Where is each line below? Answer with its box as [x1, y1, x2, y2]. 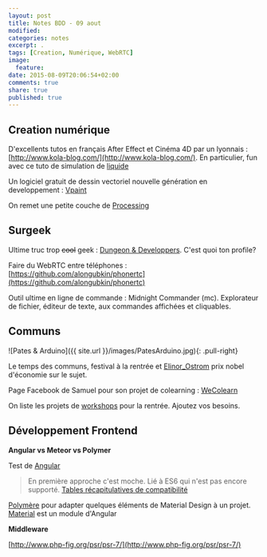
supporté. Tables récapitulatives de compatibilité [27, 484, 188, 494]
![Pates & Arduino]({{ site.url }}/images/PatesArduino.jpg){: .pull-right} [8, 345, 238, 356]
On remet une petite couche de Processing [8, 201, 150, 210]
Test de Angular [8, 460, 61, 470]
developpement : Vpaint [8, 185, 87, 195]
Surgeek [8, 224, 52, 237]
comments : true [8, 78, 59, 86]
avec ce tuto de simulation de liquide [8, 161, 129, 171]
